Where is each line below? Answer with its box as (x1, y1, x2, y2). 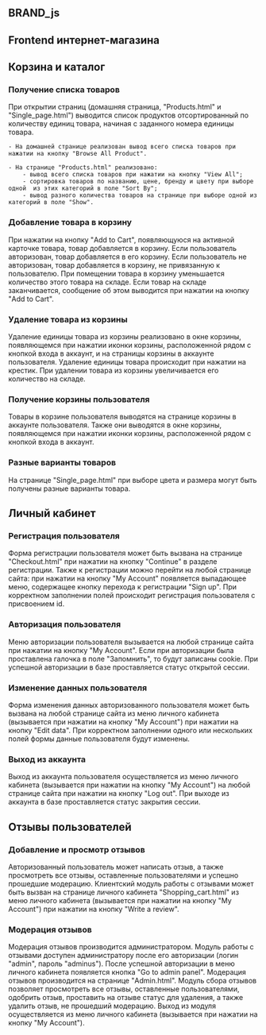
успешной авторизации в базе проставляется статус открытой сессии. (8, 662, 250, 672)
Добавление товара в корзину (8, 217, 133, 228)
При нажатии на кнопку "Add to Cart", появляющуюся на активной (8, 234, 235, 245)
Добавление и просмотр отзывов (8, 844, 145, 855)
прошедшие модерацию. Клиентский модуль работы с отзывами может (8, 879, 254, 888)
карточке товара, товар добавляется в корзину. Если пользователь (8, 243, 237, 253)
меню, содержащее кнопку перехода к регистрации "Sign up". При (8, 582, 237, 592)
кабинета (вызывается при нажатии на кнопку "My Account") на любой (8, 780, 251, 790)
